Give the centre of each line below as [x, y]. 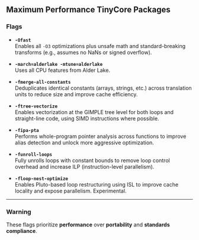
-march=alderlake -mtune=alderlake [59, 64]
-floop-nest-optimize [41, 179]
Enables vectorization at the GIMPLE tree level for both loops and [94, 112]
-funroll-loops [33, 154]
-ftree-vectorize [36, 106]
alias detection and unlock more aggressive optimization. [84, 143]
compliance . [22, 230]
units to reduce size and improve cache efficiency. [76, 94]
